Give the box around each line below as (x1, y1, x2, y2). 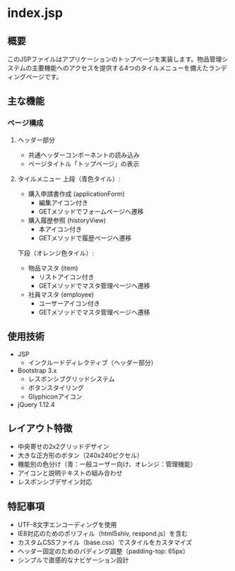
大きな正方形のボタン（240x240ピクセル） (17, 451, 143, 460)
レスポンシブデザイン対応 (17, 478, 92, 486)
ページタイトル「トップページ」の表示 (28, 159, 140, 167)
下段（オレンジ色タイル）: (17, 249, 94, 257)
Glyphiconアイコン (28, 392, 83, 401)
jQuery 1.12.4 (17, 400, 55, 408)
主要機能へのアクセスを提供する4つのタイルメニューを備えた (31, 64, 209, 72)
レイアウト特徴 (7, 422, 73, 434)
